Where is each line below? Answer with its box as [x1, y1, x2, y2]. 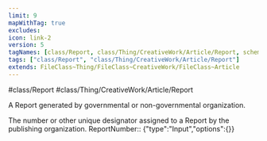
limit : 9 [8, 11, 37, 20]
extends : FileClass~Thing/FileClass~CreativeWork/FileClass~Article [8, 63, 240, 71]
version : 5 [8, 41, 44, 49]
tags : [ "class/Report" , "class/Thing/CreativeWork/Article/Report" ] [8, 56, 240, 64]
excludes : [8, 26, 41, 34]
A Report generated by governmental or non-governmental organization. [8, 100, 246, 109]
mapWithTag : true [8, 19, 66, 27]
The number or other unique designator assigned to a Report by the [8, 116, 230, 125]
